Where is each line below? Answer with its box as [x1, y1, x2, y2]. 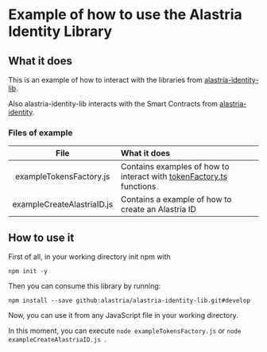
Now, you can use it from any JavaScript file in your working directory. [8, 311, 238, 320]
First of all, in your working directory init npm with [8, 252, 171, 261]
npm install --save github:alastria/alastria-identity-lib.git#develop [8, 296, 250, 305]
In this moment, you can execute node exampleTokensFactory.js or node [8, 326, 242, 335]
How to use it [8, 230, 75, 244]
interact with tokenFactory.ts [120, 171, 228, 182]
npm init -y [8, 268, 48, 276]
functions [120, 181, 157, 192]
